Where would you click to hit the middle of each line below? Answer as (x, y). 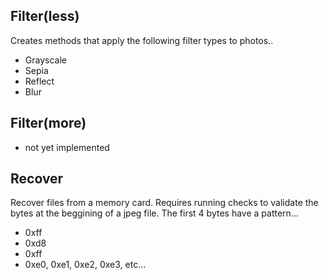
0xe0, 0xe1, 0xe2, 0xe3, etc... (85, 265)
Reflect (39, 81)
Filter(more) (48, 123)
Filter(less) (45, 16)
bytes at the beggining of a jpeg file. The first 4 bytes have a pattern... (154, 213)
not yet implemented (67, 147)
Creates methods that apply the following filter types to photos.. (142, 40)
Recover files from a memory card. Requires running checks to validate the (164, 203)
